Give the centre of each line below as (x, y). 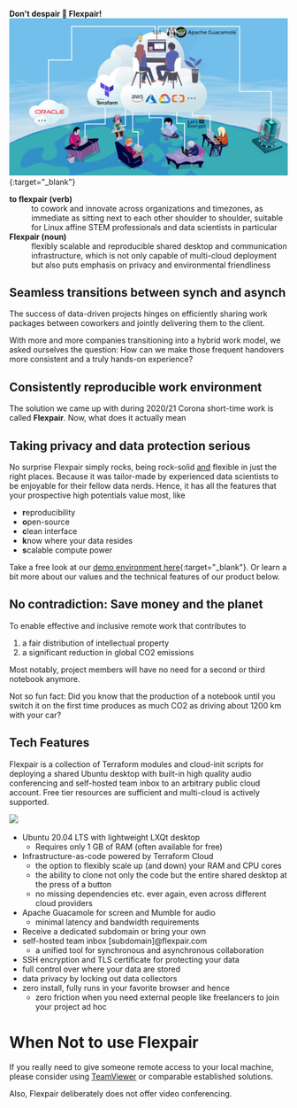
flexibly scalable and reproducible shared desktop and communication (159, 246)
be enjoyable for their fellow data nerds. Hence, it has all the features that (143, 485)
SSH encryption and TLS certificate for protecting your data (131, 959)
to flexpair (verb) (41, 198)
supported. (29, 802)
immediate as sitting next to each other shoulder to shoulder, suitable (157, 218)
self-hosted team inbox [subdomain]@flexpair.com (114, 941)
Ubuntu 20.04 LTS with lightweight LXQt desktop (111, 837)
